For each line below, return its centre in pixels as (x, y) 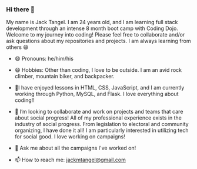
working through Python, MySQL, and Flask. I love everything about (96, 94)
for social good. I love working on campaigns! (70, 137)
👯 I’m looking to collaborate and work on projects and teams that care (99, 112)
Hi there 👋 (21, 9)
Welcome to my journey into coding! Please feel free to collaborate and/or (96, 35)
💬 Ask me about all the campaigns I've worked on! (75, 148)
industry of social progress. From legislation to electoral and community (102, 124)
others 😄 (17, 47)
